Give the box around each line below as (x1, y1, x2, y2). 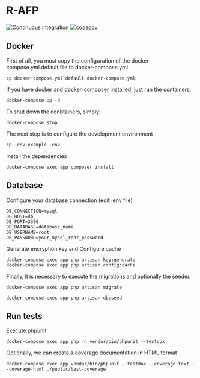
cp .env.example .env (6, 142, 61, 148)
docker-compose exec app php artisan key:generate (6, 257, 136, 263)
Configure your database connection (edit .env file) (6, 197, 133, 204)
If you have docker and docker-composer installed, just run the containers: (6, 86, 192, 93)
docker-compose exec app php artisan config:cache (6, 262, 136, 268)
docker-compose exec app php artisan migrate (6, 284, 122, 290)
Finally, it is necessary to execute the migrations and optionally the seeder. (6, 272, 191, 280)
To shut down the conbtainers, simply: (6, 108, 101, 115)
